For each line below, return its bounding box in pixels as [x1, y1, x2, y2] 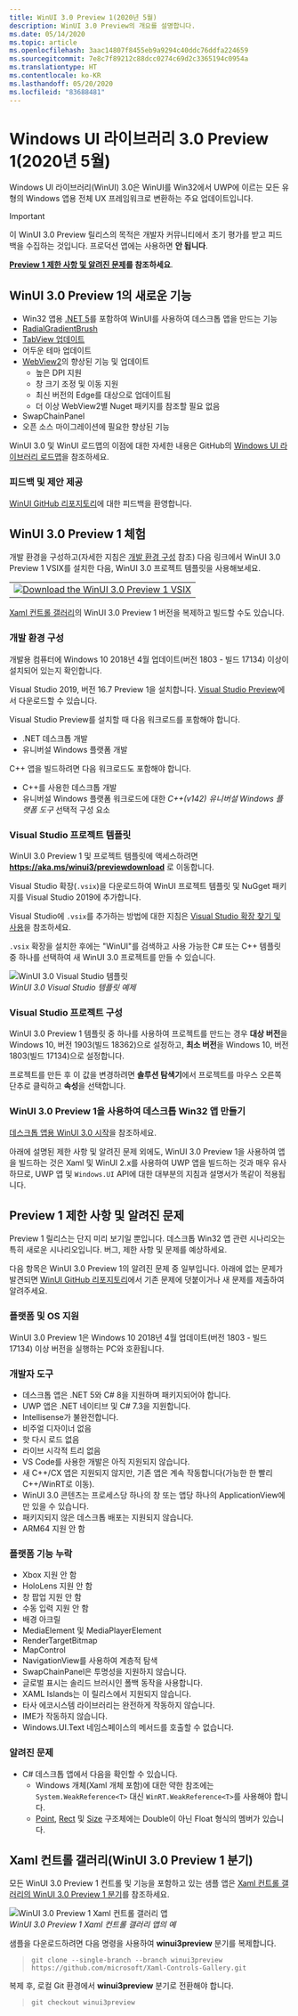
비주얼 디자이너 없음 [21, 1423, 92, 1433]
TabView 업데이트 [21, 334, 85, 345]
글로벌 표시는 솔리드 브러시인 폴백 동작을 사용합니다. [21, 1677, 203, 1688]
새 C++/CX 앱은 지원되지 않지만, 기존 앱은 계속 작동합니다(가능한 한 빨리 [21, 1467, 273, 1478]
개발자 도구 [9, 1367, 54, 1380]
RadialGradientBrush [21, 323, 98, 334]
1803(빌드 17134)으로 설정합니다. [9, 1050, 125, 1061]
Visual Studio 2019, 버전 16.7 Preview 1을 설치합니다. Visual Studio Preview [9, 683, 278, 695]
